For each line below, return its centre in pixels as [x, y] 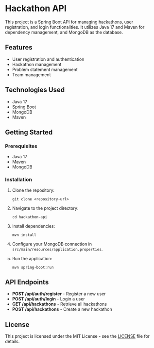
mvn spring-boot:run [33, 267]
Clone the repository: [33, 190]
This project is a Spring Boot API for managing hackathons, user [69, 22]
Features [19, 47]
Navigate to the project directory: [45, 208]
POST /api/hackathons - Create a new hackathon [62, 309]
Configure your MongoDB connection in [52, 244]
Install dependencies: [34, 226]
